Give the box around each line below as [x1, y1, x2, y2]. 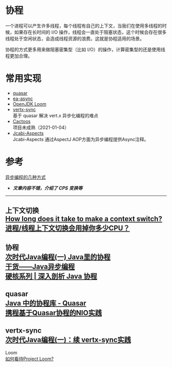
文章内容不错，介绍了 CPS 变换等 [12, 185, 83, 191]
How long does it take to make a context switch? [5, 215, 162, 223]
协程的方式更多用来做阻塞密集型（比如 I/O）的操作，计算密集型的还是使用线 [5, 46, 165, 52]
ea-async [12, 95, 33, 102]
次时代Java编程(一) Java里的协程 [5, 253, 111, 261]
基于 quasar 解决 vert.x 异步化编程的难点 [12, 112, 99, 119]
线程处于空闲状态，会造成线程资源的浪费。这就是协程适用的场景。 [5, 35, 144, 42]
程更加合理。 [5, 52, 32, 59]
